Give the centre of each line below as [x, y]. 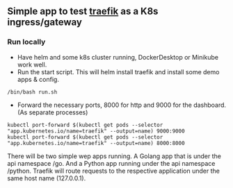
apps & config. [38, 79]
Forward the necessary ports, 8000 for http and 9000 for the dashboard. [122, 105]
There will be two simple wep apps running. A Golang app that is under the [114, 156]
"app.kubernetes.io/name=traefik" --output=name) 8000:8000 [96, 143]
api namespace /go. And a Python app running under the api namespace [111, 163]
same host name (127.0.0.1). [47, 178]
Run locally [26, 42]
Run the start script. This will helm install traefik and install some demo [118, 71]
